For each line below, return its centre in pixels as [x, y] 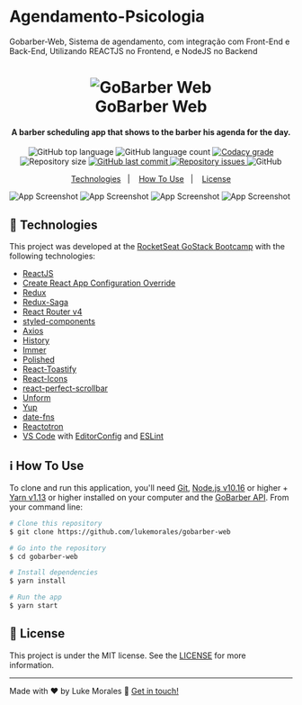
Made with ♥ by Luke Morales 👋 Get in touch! [94, 691]
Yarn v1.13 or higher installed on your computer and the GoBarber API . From [149, 497]
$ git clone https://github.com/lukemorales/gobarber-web [120, 532]
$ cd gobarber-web [44, 556]
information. [32, 664]
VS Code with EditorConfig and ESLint [93, 436]
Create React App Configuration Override [99, 283]
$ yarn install [38, 581]
